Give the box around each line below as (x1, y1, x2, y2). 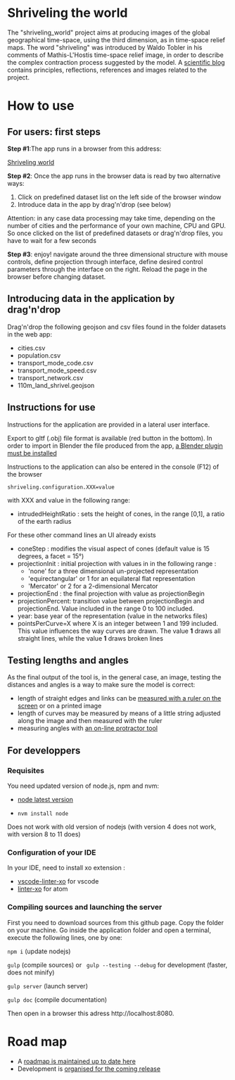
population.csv (17, 351, 61, 360)
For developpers (7, 744, 81, 756)
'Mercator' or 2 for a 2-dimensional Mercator (27, 582, 158, 590)
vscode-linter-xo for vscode (17, 877, 99, 886)
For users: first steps (7, 125, 101, 138)
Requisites (7, 765, 44, 775)
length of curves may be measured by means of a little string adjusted (17, 709, 221, 717)
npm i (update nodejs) (7, 947, 71, 955)
